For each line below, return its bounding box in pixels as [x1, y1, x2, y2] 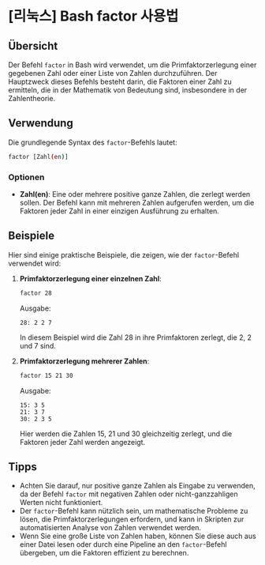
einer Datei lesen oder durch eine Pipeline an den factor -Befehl [19, 540, 227, 549]
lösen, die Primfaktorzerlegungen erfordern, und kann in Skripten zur [19, 514, 244, 524]
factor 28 [19, 289, 53, 297]
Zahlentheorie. [8, 94, 56, 103]
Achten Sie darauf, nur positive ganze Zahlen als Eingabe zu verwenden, [19, 481, 256, 491]
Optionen [8, 171, 45, 183]
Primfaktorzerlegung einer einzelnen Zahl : [19, 273, 162, 283]
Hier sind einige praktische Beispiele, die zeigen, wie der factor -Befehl [8, 250, 239, 259]
